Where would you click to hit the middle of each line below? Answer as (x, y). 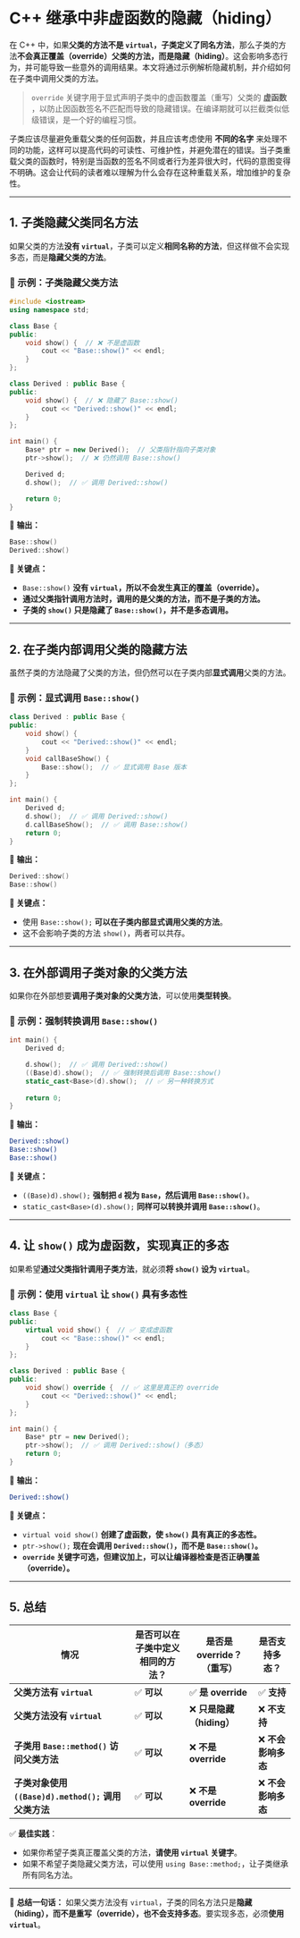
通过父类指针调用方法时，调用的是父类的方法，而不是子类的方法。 (143, 599)
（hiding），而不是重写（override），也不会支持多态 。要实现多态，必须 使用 (147, 1913)
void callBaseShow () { (67, 758)
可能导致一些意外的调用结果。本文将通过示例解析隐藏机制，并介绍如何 (162, 67)
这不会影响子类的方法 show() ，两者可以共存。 (106, 933)
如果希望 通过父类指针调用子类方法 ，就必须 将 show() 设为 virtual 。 (132, 1269)
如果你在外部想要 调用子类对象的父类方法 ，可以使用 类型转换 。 (123, 995)
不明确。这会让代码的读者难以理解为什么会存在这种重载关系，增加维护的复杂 (150, 172)
